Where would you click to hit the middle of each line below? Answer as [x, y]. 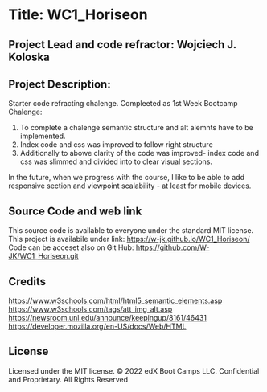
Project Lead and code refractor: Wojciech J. [122, 45]
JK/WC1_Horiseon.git [43, 256]
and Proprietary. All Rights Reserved [68, 379]
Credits [27, 282]
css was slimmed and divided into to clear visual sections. [116, 161]
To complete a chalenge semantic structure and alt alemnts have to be [136, 128]
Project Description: [60, 84]
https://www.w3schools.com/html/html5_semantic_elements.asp [115, 301]
